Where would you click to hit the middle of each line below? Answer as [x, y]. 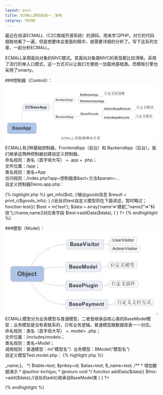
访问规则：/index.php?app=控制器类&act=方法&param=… [62, 178]
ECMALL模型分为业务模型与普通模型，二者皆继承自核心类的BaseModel [76, 319]
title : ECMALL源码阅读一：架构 [34, 15]
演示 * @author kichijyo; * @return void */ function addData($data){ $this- [83, 372]
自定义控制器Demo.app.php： [35, 184]
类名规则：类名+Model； [30, 343]
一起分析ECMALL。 [33, 48]
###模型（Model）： [25, 228]
